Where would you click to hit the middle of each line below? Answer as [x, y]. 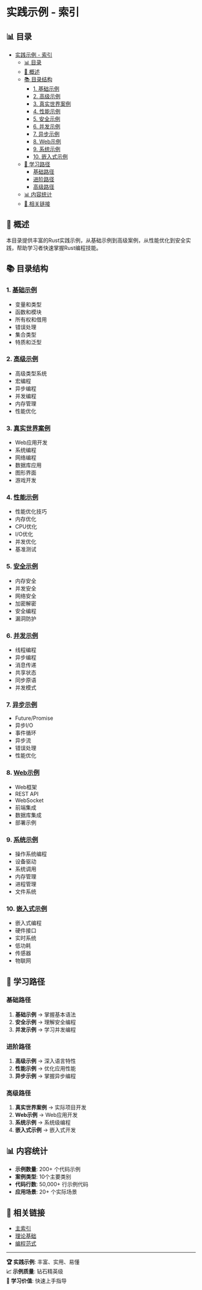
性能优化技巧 [31, 512]
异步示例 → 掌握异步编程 [45, 1076]
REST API [27, 793]
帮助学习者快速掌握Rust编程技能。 [59, 247]
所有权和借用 [31, 319]
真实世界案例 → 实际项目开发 [51, 1107]
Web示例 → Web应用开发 [46, 1115]
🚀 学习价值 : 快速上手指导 [37, 1281]
